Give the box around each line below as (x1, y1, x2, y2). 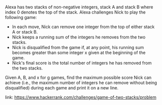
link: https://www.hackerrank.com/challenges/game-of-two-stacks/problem (5, 94, 157, 100)
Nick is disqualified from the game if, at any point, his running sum (12, 45, 144, 50)
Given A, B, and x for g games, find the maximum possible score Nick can (5, 75, 152, 80)
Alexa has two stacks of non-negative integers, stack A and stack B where (5, 4, 153, 10)
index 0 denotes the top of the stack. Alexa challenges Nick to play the (5, 9, 146, 15)
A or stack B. (12, 29, 38, 35)
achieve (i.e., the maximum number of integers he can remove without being (5, 80, 157, 86)
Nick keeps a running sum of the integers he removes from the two (12, 34, 146, 40)
